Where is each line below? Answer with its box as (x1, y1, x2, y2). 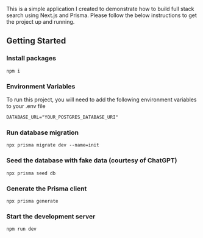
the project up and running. (6, 18, 75, 25)
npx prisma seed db (6, 170, 56, 176)
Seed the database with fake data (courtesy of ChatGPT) (6, 156, 177, 165)
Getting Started (6, 36, 66, 46)
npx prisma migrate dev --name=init (6, 142, 99, 148)
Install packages (6, 54, 57, 63)
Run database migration (6, 128, 79, 137)
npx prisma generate (6, 198, 59, 204)
